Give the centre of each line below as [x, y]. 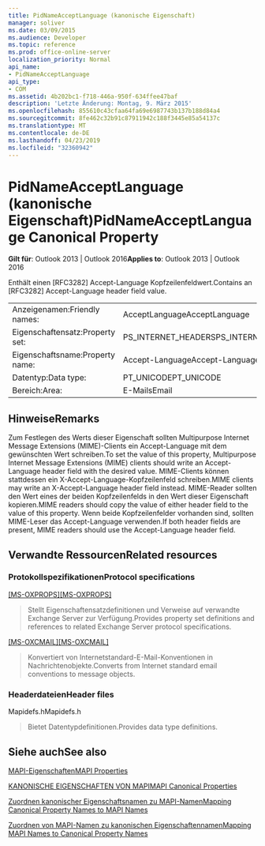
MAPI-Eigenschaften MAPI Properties [68, 770]
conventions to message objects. [81, 674]
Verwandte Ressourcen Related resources [113, 555]
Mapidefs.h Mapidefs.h [45, 712]
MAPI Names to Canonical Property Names [78, 833]
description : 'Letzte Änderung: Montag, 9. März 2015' [100, 103]
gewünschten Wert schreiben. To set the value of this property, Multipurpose [132, 454]
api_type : [24, 81]
